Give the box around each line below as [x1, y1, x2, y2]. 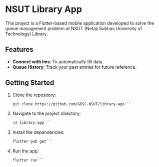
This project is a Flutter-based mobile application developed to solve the [5, 20, 154, 26]
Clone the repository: [12, 92, 56, 98]
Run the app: [12, 148, 39, 154]
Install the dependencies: [12, 129, 65, 135]
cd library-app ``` [12, 120, 51, 125]
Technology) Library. [5, 31, 48, 37]
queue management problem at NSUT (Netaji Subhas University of [5, 25, 142, 31]
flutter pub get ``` [12, 139, 53, 144]
